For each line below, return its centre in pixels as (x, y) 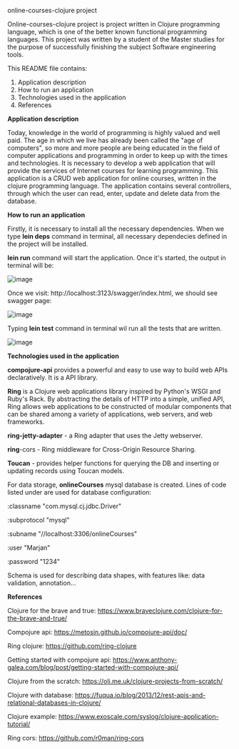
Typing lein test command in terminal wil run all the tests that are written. (115, 328)
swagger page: (30, 301)
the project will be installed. (48, 244)
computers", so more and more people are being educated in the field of (114, 148)
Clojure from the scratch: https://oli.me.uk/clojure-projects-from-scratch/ (115, 681)
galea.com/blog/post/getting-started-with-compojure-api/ (93, 667)
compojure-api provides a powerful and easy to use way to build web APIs (118, 370)
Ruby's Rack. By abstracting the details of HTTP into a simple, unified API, (116, 399)
